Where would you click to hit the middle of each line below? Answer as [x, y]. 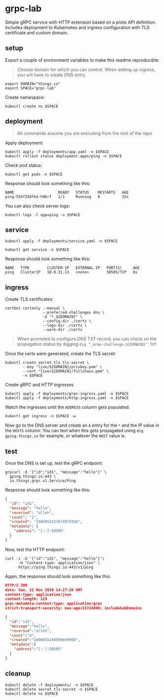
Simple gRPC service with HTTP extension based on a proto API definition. [81, 22]
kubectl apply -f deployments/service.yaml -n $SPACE [62, 241]
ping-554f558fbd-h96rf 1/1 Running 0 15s [67, 197]
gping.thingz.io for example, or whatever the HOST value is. [66, 436]
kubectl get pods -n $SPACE [34, 174]
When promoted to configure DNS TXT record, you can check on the [87, 339]
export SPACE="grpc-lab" [31, 88]
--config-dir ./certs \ [67, 321]
